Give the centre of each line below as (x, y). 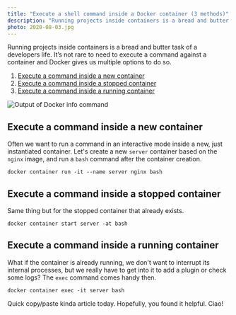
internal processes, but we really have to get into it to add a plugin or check (117, 270)
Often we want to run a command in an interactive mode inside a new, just (115, 144)
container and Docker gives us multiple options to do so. (89, 62)
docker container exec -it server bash (66, 290)
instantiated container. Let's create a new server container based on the (112, 151)
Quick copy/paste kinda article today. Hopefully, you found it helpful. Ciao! (116, 303)
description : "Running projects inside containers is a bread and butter (118, 21)
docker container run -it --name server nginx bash (85, 172)
